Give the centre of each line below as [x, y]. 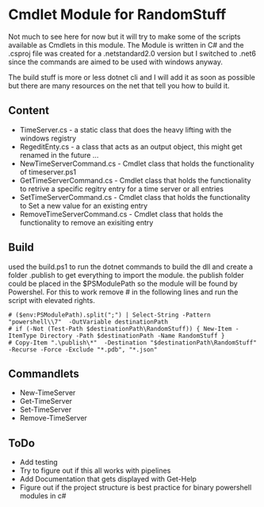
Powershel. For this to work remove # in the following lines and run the [123, 292]
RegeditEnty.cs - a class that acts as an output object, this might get [131, 146]
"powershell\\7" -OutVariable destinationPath [88, 322]
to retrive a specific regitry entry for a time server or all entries [122, 189]
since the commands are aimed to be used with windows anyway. [116, 62]
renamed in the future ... [59, 155]
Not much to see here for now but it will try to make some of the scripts [124, 36]
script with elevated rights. [52, 300]
